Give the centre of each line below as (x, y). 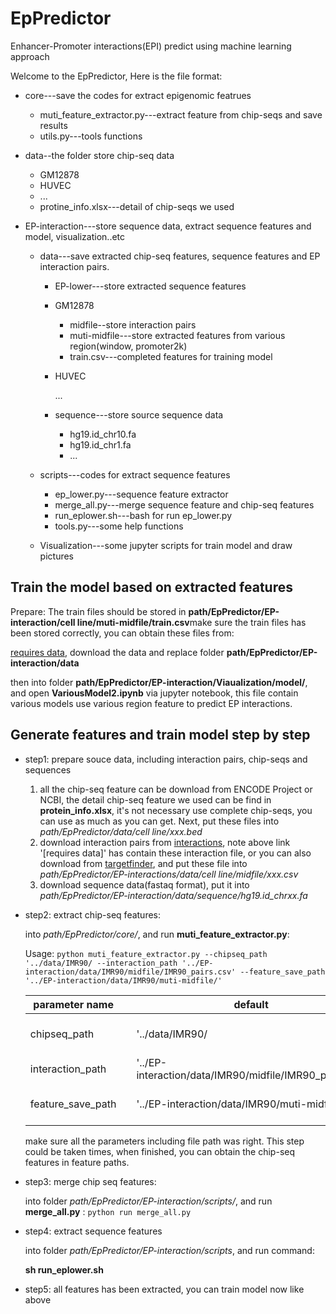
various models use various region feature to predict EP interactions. (151, 703)
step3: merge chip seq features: (90, 1181)
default (251, 1004)
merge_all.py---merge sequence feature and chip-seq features (184, 504)
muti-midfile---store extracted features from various (177, 335)
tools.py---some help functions (119, 526)
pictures (57, 556)
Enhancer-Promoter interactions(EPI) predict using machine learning (151, 46)
